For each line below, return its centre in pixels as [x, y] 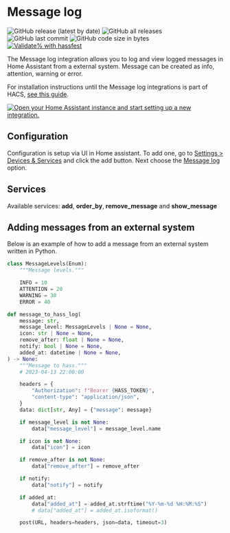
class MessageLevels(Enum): [47, 264]
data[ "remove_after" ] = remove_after [85, 466]
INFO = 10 [34, 283]
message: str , [39, 320]
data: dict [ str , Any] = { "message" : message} [86, 410]
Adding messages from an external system [101, 227]
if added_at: [38, 497]
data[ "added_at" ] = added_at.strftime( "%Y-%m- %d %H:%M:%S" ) [119, 504]
